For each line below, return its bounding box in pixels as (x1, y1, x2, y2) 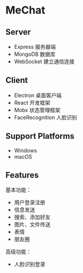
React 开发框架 (14, 99, 51, 106)
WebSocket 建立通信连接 (14, 58, 75, 65)
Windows (14, 147, 37, 154)
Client (5, 75, 28, 85)
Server (5, 27, 31, 37)
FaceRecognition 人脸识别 (14, 114, 77, 121)
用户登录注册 (14, 199, 45, 206)
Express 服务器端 (14, 44, 57, 50)
